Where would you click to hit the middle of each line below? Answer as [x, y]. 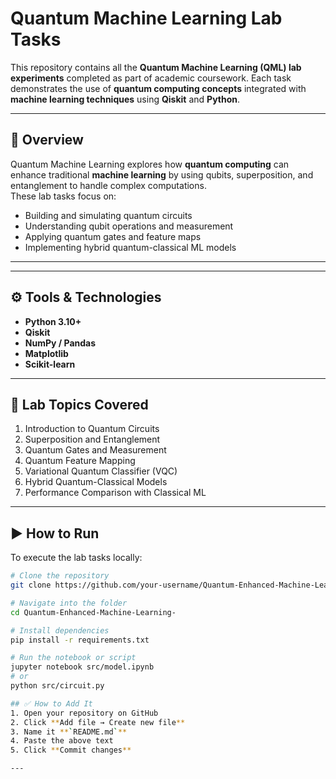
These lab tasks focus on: [63, 196]
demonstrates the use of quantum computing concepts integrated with [158, 88]
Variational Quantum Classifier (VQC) [101, 471]
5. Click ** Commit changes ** [71, 750]
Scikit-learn [50, 364]
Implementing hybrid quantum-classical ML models [130, 247]
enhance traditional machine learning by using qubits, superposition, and [162, 174]
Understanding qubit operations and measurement [129, 226]
